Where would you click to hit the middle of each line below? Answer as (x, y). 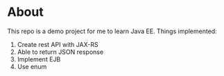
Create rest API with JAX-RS (58, 44)
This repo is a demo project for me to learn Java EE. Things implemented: (112, 31)
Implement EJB (39, 59)
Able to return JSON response (60, 52)
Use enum (32, 66)
